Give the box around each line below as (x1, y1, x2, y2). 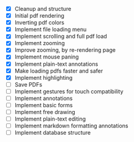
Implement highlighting (14, 74, 73, 81)
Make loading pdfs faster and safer (14, 67, 103, 74)
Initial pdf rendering (14, 12, 65, 20)
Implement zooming (14, 40, 65, 47)
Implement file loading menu (14, 26, 87, 33)
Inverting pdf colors (14, 19, 65, 26)
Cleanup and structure (14, 5, 72, 12)
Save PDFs (14, 80, 42, 88)
